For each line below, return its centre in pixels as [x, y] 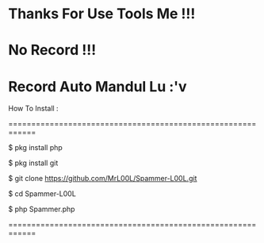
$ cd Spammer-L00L [42, 194]
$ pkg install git [33, 163]
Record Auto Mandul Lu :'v [98, 86]
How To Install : [33, 109]
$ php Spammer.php [42, 209]
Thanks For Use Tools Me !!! [102, 14]
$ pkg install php [36, 148]
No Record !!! [52, 50]
